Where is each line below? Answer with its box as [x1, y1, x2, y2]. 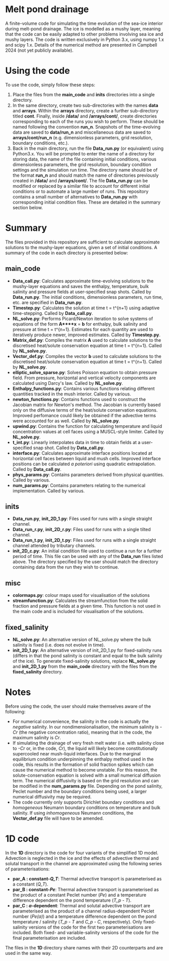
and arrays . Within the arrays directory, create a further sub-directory [12, 107, 159, 113]
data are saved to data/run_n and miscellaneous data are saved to [12, 129, 151, 135]
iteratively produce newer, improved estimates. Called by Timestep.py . [12, 332, 160, 338]
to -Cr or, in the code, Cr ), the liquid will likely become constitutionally [12, 745, 158, 751]
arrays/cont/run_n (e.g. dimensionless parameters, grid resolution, [12, 134, 153, 140]
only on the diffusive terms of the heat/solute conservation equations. [12, 407, 158, 413]
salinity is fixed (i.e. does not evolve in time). [12, 642, 105, 648]
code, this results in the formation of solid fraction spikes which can [12, 762, 154, 768]
